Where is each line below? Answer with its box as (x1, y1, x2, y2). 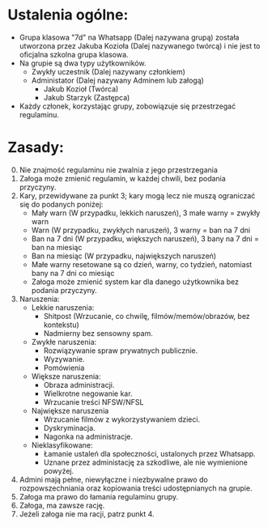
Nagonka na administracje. (43, 431, 134, 441)
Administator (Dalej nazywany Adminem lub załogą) (31, 75, 204, 85)
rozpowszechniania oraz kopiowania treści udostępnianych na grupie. (19, 483, 253, 493)
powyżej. (43, 465, 74, 475)
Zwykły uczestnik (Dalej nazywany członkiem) (31, 66, 185, 76)
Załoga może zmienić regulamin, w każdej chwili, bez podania (19, 173, 226, 183)
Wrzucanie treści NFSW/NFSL (43, 397, 144, 406)
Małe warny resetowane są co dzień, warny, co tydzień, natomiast (31, 259, 253, 269)
